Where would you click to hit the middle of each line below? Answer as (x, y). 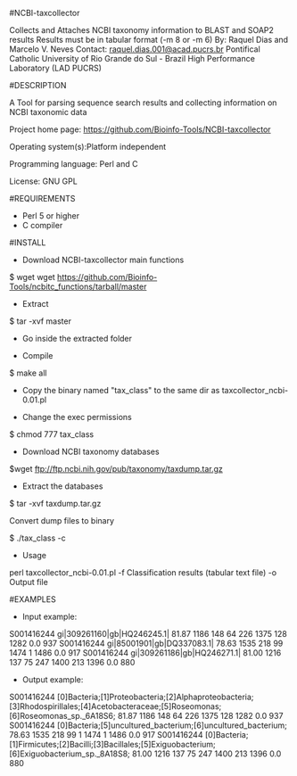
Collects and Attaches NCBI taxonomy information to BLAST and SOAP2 (142, 30)
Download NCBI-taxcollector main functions (103, 260)
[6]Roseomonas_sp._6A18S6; (62, 716)
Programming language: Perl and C (74, 164)
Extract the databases (62, 486)
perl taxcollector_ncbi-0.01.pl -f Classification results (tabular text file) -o (143, 573)
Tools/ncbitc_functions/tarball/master (78, 286)
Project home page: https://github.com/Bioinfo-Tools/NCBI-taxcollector (140, 129)
